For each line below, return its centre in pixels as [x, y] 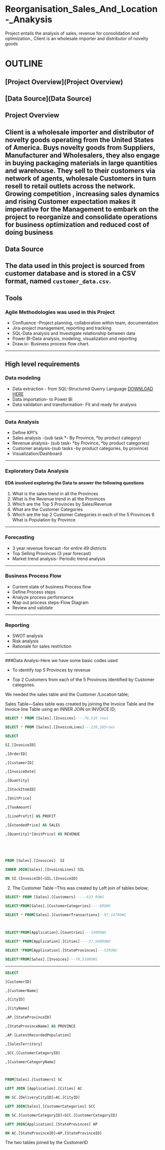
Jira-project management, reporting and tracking [62, 328]
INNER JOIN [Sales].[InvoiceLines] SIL [45, 870]
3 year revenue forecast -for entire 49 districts [59, 548]
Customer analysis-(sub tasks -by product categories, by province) [80, 448]
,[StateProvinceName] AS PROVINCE [41, 1026]
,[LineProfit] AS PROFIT [30, 816]
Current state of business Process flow [52, 587]
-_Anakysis [29, 19]
